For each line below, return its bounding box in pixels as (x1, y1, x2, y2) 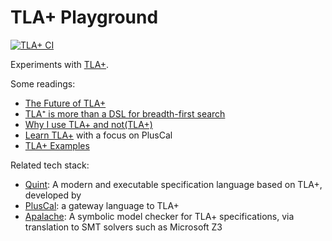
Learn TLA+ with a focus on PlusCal (24, 129, 173, 141)
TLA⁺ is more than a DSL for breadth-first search (24, 107, 226, 120)
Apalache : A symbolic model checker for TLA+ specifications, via (24, 210, 295, 222)
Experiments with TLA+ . (10, 58, 110, 70)
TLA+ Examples (24, 139, 90, 151)
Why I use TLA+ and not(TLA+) (24, 118, 153, 130)
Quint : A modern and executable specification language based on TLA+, (24, 178, 323, 190)
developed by (24, 189, 82, 201)
